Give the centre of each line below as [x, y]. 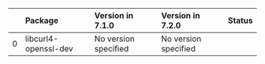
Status [240, 21]
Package [42, 21]
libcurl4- [42, 39]
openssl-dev [49, 49]
